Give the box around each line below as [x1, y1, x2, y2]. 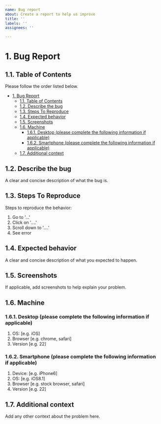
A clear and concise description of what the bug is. [5, 177, 108, 183]
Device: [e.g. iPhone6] [12, 371, 58, 376]
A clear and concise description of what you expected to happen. [5, 257, 137, 263]
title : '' [5, 16, 26, 21]
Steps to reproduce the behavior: [5, 205, 72, 211]
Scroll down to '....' [12, 224, 50, 231]
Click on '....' [12, 219, 37, 225]
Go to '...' [12, 214, 30, 220]
